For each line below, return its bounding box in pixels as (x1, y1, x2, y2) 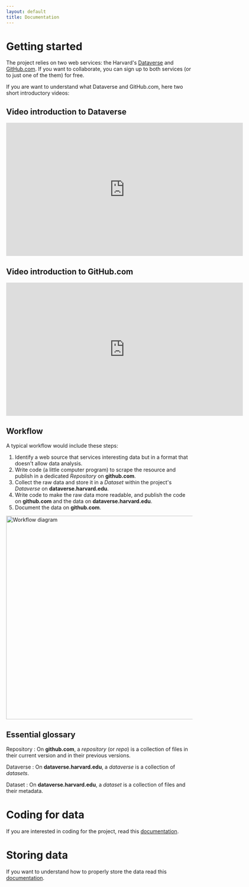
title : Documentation (6, 14, 60, 20)
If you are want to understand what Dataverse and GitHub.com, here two (6, 83, 183, 91)
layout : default (6, 8, 46, 15)
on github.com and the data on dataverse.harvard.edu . (14, 497, 153, 504)
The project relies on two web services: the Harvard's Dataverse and (6, 59, 174, 66)
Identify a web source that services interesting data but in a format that (14, 454, 188, 461)
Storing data (6, 848, 68, 862)
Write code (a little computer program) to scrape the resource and (14, 466, 176, 473)
